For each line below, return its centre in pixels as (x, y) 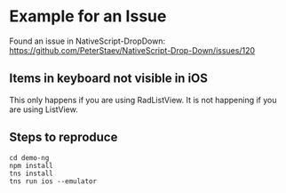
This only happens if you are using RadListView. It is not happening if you (143, 100)
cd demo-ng (29, 157)
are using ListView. (44, 109)
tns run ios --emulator (53, 181)
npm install (31, 165)
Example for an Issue (88, 16)
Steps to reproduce (64, 137)
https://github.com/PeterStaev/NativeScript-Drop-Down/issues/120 (132, 50)
